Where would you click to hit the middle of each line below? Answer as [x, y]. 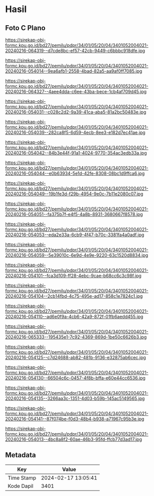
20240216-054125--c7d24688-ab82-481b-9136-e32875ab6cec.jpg [76, 358]
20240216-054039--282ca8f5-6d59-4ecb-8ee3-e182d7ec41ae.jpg [75, 132]
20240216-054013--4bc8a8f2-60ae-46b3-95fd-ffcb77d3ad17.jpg [73, 439]
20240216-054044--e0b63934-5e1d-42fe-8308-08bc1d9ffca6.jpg [75, 173]
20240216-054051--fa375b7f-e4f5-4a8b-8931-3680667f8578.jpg [74, 214]
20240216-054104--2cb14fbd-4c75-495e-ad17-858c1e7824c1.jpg [74, 296]
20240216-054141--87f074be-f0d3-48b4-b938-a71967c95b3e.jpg [75, 419]
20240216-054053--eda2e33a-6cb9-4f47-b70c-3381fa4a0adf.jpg [75, 235]
